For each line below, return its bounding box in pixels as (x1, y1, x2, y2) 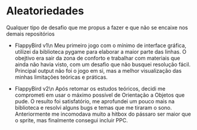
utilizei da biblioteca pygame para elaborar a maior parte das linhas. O (14, 48, 187, 55)
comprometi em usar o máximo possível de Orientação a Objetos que (14, 91, 185, 98)
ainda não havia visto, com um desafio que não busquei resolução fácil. (14, 61, 191, 68)
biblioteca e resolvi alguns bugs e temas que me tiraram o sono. (14, 104, 172, 111)
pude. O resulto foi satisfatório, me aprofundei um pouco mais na (14, 97, 175, 105)
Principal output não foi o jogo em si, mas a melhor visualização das (14, 67, 182, 74)
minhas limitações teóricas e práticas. (14, 73, 108, 81)
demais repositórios (6, 30, 55, 37)
